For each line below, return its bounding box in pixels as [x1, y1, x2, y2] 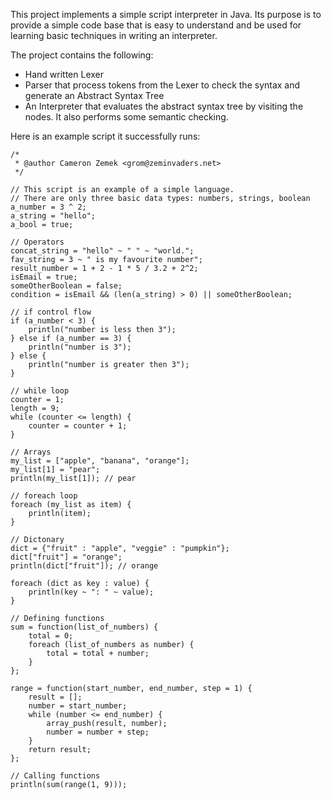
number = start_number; [28, 701, 128, 711]
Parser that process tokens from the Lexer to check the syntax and [24, 79, 301, 91]
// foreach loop [10, 491, 78, 501]
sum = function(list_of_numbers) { [10, 622, 159, 632]
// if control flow [10, 307, 92, 317]
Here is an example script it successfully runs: [10, 130, 201, 142]
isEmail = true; [10, 272, 78, 282]
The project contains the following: [10, 49, 154, 61]
